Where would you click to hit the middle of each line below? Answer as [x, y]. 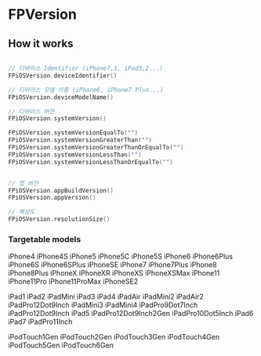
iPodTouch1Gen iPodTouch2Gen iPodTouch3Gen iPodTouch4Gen [114, 337]
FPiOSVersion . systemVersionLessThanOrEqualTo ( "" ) [91, 162]
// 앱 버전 [24, 183]
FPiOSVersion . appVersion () [52, 198]
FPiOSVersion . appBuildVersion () [61, 190]
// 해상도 [22, 212]
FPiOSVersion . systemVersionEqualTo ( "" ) [73, 133]
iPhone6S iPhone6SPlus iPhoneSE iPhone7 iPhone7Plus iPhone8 [112, 265]
